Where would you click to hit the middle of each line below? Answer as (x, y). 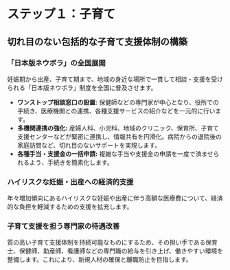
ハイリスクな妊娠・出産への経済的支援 (70, 181)
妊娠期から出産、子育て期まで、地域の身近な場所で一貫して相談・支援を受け (115, 79)
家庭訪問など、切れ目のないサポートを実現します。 (89, 145)
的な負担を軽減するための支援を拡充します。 (70, 207)
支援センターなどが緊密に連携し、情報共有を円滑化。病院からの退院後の (119, 136)
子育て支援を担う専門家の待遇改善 (64, 226)
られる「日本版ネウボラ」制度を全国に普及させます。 (82, 87)
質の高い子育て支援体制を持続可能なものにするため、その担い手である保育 (112, 243)
